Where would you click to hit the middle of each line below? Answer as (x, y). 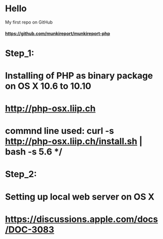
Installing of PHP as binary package (79, 75)
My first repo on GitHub (29, 22)
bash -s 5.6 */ (34, 152)
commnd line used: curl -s (60, 131)
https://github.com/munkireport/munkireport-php (58, 33)
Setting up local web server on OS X (80, 197)
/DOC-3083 (30, 229)
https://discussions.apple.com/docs (81, 219)
